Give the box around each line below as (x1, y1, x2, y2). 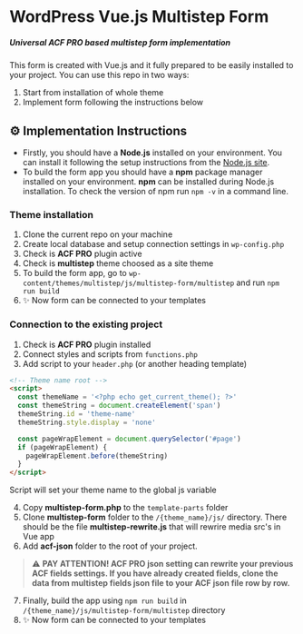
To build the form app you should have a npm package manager (22, 166, 263, 177)
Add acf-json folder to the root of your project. (22, 540, 198, 551)
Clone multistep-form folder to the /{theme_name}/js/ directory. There (22, 511, 288, 523)
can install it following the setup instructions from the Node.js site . (22, 156, 270, 167)
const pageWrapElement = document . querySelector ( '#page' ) (17, 434, 242, 443)
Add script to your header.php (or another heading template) (22, 358, 248, 369)
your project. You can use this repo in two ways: (9, 70, 190, 81)
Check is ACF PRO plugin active (22, 248, 142, 260)
